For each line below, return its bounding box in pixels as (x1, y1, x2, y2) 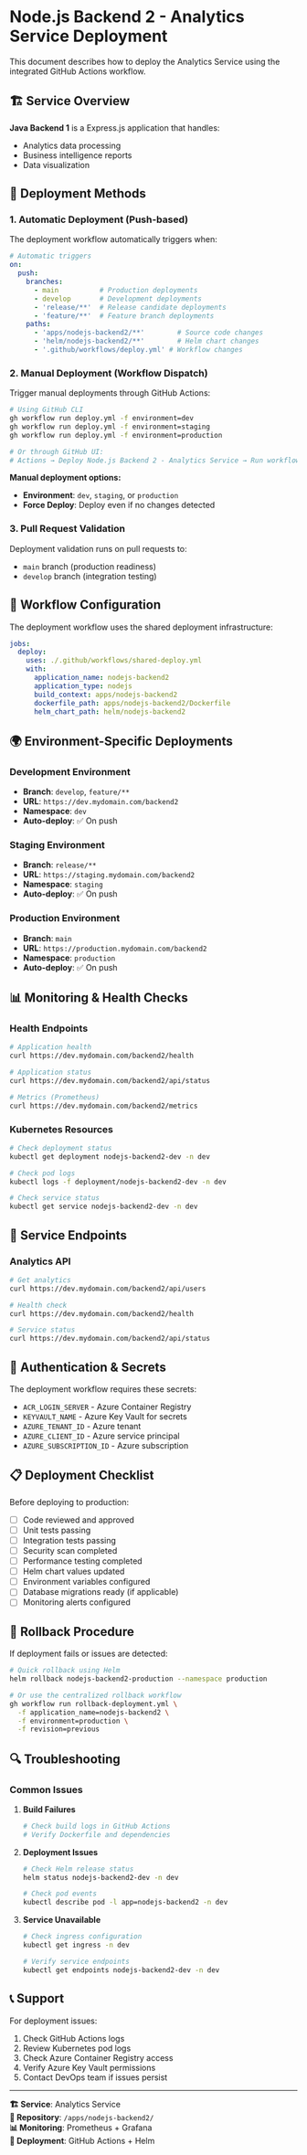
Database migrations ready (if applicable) (22, 1587, 179, 1598)
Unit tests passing (22, 1524, 91, 1535)
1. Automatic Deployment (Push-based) (9, 213, 189, 226)
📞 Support (9, 1990, 65, 2007)
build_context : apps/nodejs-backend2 (33, 690, 178, 699)
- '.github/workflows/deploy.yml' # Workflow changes (33, 345, 244, 355)
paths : (26, 320, 51, 329)
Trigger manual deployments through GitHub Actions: (9, 387, 211, 398)
